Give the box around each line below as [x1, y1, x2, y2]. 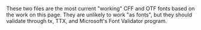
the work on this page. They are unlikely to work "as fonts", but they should [6, 11, 193, 18]
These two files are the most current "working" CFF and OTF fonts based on [6, 5, 195, 12]
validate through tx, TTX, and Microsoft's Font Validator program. [6, 18, 167, 24]
